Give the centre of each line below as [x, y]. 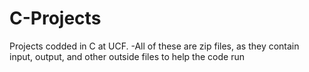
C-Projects [55, 18]
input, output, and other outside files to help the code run [127, 56]
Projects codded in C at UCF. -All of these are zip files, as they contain [154, 46]
